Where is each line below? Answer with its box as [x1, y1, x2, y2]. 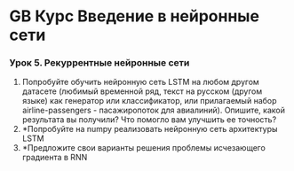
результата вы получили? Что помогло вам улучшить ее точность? [21, 114, 277, 125]
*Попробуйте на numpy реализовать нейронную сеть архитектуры [21, 124, 278, 135]
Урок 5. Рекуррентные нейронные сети [9, 57, 190, 69]
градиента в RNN [21, 152, 88, 163]
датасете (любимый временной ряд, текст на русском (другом [21, 86, 263, 97]
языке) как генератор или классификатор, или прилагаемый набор [21, 96, 277, 106]
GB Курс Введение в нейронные [9, 6, 260, 27]
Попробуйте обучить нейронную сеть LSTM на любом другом [21, 77, 259, 88]
